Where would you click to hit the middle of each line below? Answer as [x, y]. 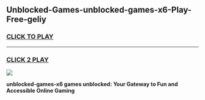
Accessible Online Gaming [41, 90]
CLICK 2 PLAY [27, 59]
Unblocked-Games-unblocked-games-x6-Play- [99, 10]
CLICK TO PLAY [30, 37]
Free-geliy [27, 20]
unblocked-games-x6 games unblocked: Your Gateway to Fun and [92, 84]
